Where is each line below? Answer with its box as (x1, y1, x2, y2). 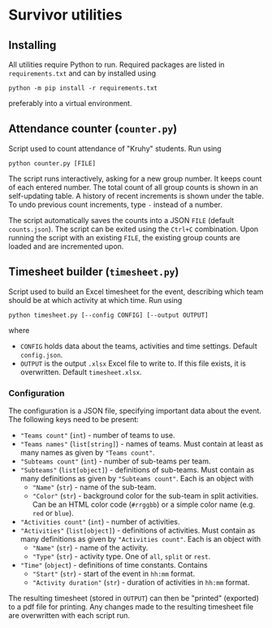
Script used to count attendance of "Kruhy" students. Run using (8, 143, 222, 153)
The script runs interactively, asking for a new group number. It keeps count (8, 173, 262, 183)
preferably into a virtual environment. (8, 99, 132, 108)
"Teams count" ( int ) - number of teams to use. (19, 430, 175, 440)
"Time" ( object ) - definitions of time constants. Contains (19, 560, 209, 569)
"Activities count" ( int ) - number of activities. (19, 516, 180, 526)
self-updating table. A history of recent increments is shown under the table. (8, 191, 264, 200)
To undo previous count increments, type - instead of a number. (8, 200, 223, 209)
